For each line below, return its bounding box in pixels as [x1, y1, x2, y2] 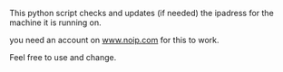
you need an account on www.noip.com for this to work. [9, 35, 220, 45]
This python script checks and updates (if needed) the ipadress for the [9, 8, 274, 18]
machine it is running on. [9, 17, 102, 28]
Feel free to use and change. [9, 52, 117, 62]
